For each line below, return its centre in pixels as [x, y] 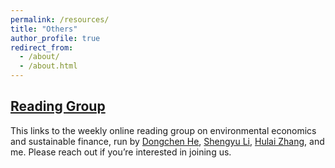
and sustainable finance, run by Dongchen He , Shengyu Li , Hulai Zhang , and [167, 141]
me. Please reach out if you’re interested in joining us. [121, 152]
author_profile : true [55, 38]
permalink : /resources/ [60, 19]
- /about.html [48, 66]
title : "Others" [44, 29]
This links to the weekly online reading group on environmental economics [163, 130]
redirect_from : [42, 47]
